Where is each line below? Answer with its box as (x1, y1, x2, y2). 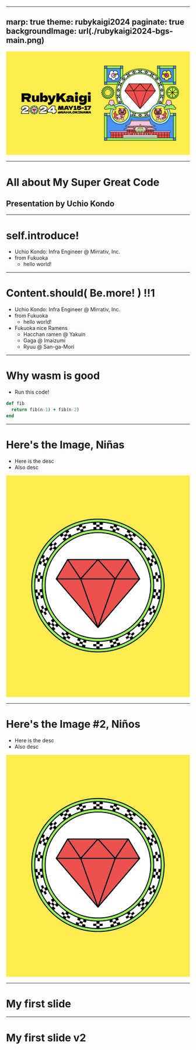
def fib (6, 401, 25, 407)
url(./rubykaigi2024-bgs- (78, 26, 173, 36)
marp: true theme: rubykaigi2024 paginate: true (6, 17, 185, 27)
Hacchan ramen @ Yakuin (23, 331, 86, 338)
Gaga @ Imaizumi (23, 337, 66, 344)
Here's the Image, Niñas (6, 438, 125, 451)
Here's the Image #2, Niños (6, 718, 141, 731)
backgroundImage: (6, 26, 77, 36)
